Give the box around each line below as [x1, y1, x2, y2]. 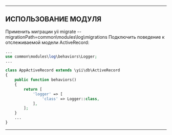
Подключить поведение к [108, 34, 165, 40]
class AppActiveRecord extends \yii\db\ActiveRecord [5, 68, 120, 73]
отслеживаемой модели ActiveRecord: [5, 39, 90, 45]
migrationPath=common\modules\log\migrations [5, 34, 107, 40]
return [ [24, 87, 42, 92]
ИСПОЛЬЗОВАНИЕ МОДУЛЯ [5, 15, 101, 23]
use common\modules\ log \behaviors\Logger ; [5, 54, 97, 59]
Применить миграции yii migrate [5, 29, 76, 35]
